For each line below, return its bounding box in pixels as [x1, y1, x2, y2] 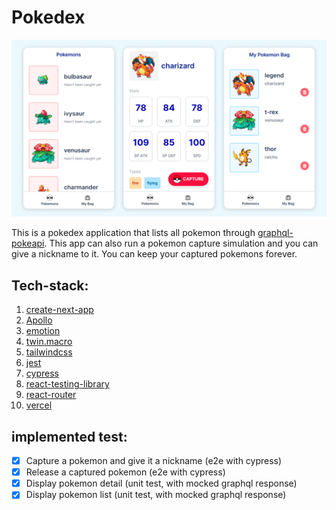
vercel [25, 399, 53, 411]
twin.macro [25, 336, 73, 348]
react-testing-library [25, 378, 110, 390]
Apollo [25, 314, 53, 326]
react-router [25, 389, 77, 401]
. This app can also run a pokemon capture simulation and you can [44, 237, 319, 250]
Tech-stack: [11, 277, 89, 294]
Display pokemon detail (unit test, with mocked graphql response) [25, 477, 298, 490]
